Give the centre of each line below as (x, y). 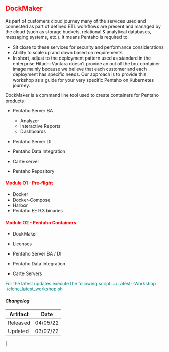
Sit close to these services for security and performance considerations (88, 47)
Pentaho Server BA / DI (37, 254)
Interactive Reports (40, 126)
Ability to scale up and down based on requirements (67, 52)
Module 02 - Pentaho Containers (41, 222)
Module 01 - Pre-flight (29, 183)
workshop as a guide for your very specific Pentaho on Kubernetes (83, 80)
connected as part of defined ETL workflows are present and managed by (83, 26)
